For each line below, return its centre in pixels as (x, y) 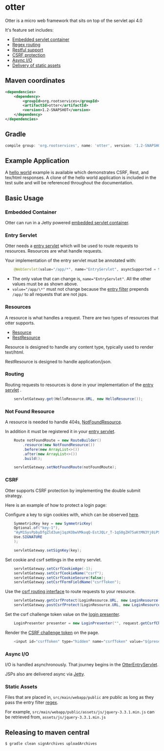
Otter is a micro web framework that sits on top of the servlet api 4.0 (74, 20)
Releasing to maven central (47, 732)
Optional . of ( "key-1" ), (37, 528)
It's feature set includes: (29, 30)
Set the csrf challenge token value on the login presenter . (63, 614)
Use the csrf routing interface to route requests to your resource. (70, 592)
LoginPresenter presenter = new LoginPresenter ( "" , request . (77, 623)
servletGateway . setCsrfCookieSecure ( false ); (60, 578)
